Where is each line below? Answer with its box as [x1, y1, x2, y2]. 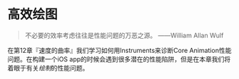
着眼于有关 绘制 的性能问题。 [7, 63, 89, 72]
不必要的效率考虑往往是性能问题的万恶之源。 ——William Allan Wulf [24, 31, 224, 39]
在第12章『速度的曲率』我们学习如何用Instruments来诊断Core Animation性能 [7, 46, 232, 54]
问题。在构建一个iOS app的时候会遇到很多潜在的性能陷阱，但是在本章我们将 [7, 54, 231, 63]
